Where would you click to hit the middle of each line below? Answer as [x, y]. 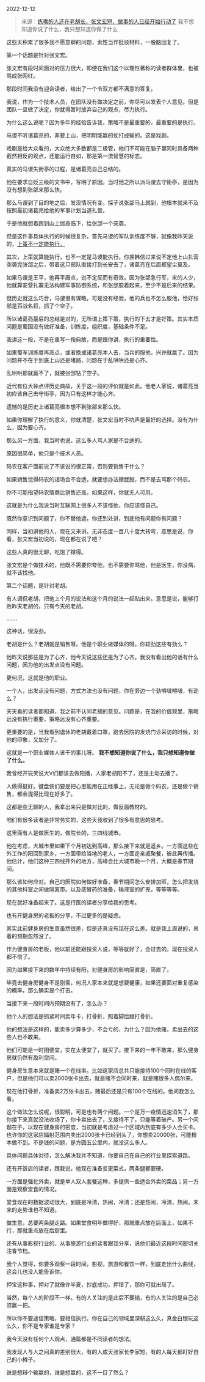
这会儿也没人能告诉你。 [36, 1272]
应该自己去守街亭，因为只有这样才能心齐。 [65, 394]
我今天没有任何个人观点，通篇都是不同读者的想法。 [70, 1339]
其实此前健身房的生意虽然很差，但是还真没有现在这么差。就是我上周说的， [100, 928]
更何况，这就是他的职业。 [38, 678]
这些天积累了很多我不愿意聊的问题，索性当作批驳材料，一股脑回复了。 [95, 42]
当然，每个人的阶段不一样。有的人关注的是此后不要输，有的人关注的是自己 [100, 1298]
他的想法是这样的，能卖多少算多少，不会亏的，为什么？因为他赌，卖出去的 [100, 1029]
